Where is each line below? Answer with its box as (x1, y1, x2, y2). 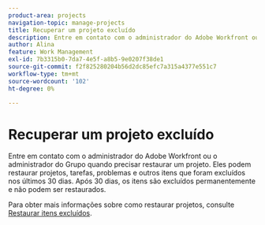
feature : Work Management (8, 48, 93, 56)
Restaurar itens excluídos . (8, 208, 92, 218)
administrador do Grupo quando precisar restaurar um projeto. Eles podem (8, 160, 252, 169)
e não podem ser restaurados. (8, 185, 106, 194)
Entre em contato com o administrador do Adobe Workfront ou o (8, 151, 218, 161)
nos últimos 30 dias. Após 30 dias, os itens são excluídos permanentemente (8, 176, 256, 186)
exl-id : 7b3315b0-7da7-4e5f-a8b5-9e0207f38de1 (8, 56, 164, 64)
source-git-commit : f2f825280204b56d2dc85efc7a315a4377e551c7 (8, 63, 217, 71)
